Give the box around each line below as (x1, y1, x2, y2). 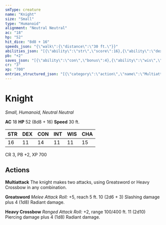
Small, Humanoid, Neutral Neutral (5, 109, 74, 115)
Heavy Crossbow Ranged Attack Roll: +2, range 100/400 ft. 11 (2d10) (5, 209, 146, 215)
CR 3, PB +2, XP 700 (5, 151, 47, 157)
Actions (5, 166, 30, 175)
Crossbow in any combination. (5, 184, 67, 190)
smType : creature (5, 7, 41, 12)
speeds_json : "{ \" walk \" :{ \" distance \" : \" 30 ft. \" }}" (5, 44, 119, 49)
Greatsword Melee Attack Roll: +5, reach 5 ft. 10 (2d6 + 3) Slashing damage (5, 194, 160, 200)
